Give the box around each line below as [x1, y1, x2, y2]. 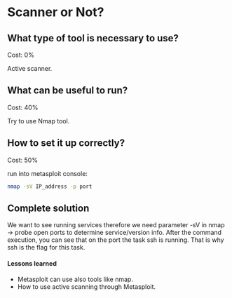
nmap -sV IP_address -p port [7, 183, 93, 190]
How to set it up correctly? [7, 137, 125, 149]
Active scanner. [7, 65, 53, 72]
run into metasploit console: [7, 169, 88, 177]
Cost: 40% [7, 103, 39, 111]
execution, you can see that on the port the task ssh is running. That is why [7, 236, 224, 244]
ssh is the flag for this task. [7, 243, 86, 252]
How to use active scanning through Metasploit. [17, 282, 156, 291]
